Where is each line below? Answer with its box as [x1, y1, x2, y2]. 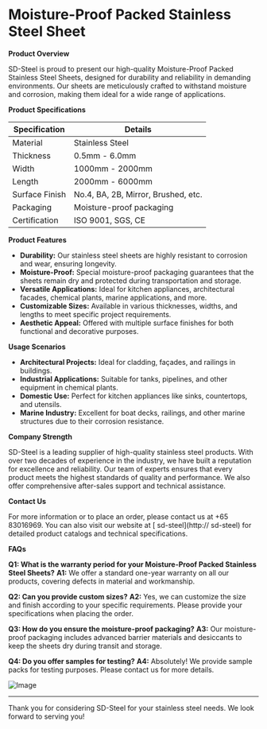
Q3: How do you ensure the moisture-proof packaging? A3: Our [8, 624, 222, 634]
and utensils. [19, 399, 62, 409]
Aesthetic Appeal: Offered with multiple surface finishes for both [19, 318, 234, 328]
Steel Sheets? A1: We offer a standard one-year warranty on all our [8, 568, 230, 577]
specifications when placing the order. [8, 608, 133, 618]
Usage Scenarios [8, 342, 66, 351]
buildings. [19, 366, 52, 375]
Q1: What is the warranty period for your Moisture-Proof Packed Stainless [8, 559, 257, 569]
